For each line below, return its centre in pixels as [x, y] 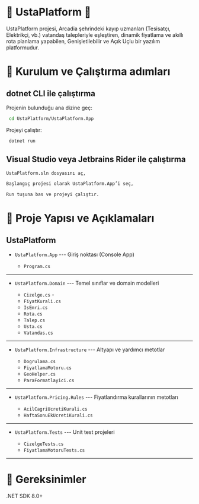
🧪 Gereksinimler [46, 479]
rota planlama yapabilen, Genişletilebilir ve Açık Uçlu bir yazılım [83, 41]
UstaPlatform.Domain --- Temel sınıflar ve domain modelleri [87, 283]
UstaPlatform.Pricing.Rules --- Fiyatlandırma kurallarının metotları [97, 397]
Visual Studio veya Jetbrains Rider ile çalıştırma [96, 160]
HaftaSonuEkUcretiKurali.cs [58, 415]
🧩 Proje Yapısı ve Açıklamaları [80, 218]
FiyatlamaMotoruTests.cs [54, 451]
